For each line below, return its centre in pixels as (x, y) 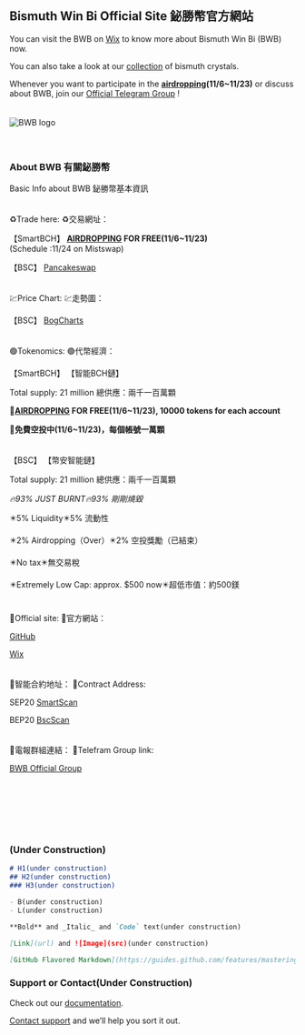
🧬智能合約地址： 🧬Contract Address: (78, 684)
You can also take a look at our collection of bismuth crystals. (124, 65)
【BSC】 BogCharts (47, 320)
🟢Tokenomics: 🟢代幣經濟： (62, 351)
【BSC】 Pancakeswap (53, 267)
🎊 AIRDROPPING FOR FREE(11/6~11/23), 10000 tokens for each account (145, 411)
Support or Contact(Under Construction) (101, 983)
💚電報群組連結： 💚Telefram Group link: (82, 750)
